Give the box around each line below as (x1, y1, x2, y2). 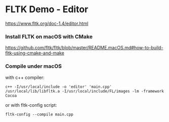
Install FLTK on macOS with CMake (5, 33, 93, 40)
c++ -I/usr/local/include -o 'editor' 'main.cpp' (5, 84, 112, 89)
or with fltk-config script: (5, 102, 57, 108)
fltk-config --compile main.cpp (5, 112, 73, 117)
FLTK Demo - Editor (5, 4, 89, 15)
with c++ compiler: (5, 74, 45, 80)
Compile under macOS (5, 63, 62, 70)
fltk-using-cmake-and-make (5, 50, 65, 56)
